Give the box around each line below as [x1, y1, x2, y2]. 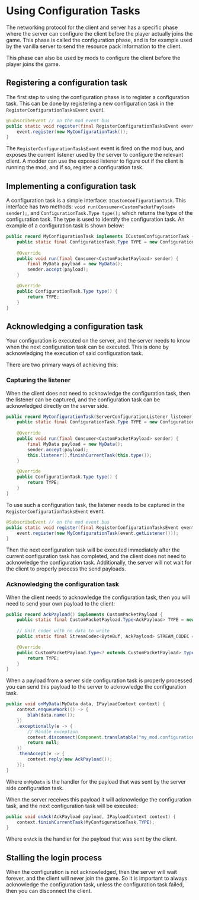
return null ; [27, 740, 60, 746]
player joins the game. [6, 61, 60, 68]
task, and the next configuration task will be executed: [6, 802, 139, 809]
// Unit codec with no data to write [17, 628, 110, 634]
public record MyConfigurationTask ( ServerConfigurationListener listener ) [6, 414, 195, 420]
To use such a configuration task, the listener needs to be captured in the [6, 501, 185, 508]
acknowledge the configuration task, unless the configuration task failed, [6, 881, 185, 888]
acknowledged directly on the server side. [6, 402, 109, 409]
